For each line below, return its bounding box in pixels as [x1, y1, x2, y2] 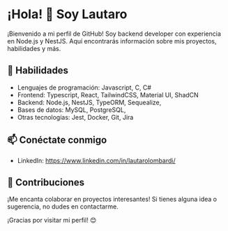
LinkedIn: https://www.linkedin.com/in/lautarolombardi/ [17, 156, 176, 164]
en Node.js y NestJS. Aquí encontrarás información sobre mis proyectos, [7, 36, 217, 45]
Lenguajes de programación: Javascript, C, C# [17, 83, 152, 92]
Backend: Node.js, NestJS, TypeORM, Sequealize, [17, 98, 162, 106]
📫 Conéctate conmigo [7, 134, 107, 146]
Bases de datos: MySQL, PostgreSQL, [17, 105, 126, 114]
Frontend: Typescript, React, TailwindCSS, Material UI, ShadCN [17, 90, 199, 99]
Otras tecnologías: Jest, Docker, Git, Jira [17, 113, 134, 121]
